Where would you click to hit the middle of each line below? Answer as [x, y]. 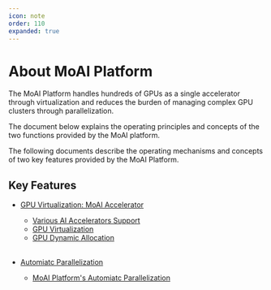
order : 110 [27, 24]
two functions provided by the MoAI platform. [84, 136]
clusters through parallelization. [61, 111]
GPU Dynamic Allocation [73, 238]
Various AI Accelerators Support [86, 221]
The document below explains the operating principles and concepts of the [134, 127]
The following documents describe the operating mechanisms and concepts [136, 151]
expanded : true [34, 31]
